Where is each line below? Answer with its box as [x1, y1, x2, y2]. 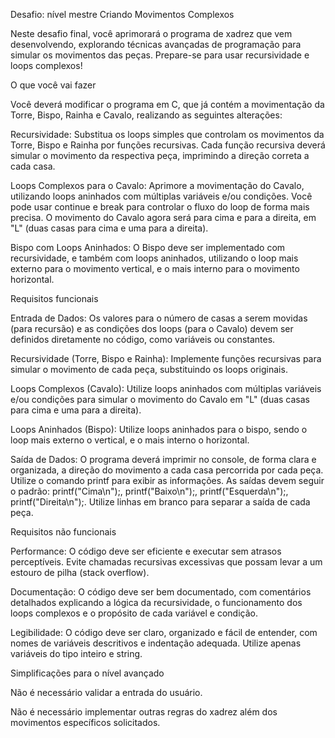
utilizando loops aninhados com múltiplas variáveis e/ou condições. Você [10, 190, 313, 202]
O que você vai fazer [10, 79, 97, 91]
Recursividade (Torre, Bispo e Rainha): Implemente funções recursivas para [10, 353, 322, 364]
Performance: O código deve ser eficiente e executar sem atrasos [10, 545, 282, 557]
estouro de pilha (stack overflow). [10, 567, 150, 578]
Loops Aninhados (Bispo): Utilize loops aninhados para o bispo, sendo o [10, 424, 308, 435]
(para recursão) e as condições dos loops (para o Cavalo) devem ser [10, 323, 294, 334]
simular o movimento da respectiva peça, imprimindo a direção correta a [10, 150, 310, 161]
